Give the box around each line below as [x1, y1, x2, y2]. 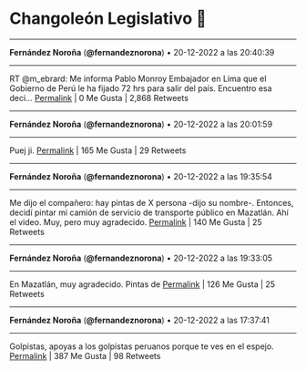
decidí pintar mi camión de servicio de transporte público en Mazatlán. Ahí [9, 207, 289, 218]
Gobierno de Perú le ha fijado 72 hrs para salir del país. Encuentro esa [9, 82, 272, 94]
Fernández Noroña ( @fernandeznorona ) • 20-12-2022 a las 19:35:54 [9, 170, 273, 181]
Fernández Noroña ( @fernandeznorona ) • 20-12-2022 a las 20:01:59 [9, 118, 273, 129]
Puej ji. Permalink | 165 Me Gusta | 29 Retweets [9, 145, 187, 156]
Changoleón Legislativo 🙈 [9, 8, 207, 29]
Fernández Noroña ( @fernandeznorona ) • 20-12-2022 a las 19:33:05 [9, 252, 273, 263]
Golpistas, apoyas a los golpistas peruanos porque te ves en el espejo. [9, 341, 275, 352]
